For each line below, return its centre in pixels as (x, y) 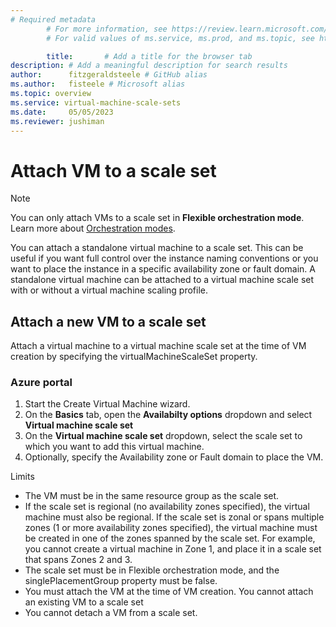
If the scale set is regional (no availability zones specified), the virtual (167, 507)
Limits (22, 477)
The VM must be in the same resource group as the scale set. (152, 496)
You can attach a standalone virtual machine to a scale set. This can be (157, 248)
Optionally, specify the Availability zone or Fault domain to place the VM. (174, 457)
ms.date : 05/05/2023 (62, 112)
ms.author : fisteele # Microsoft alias (98, 84)
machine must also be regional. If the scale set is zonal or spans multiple (174, 517)
